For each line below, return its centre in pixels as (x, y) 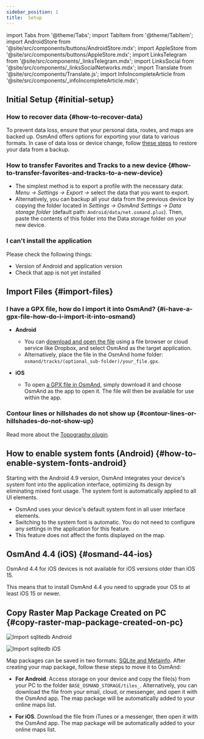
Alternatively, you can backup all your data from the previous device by (104, 199)
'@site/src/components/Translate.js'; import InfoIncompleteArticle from (96, 74)
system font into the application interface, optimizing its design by (89, 484)
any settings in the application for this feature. (73, 529)
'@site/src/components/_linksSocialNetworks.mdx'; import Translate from (99, 67)
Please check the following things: (49, 254)
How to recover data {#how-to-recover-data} (75, 116)
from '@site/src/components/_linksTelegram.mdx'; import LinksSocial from (100, 61)
